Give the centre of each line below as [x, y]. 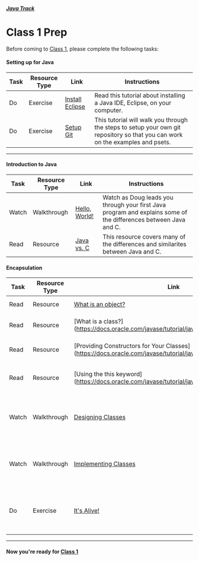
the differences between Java [144, 220]
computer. [109, 110]
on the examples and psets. [133, 142]
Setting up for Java [30, 62]
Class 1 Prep [37, 32]
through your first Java [134, 205]
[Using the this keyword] [108, 374]
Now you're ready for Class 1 [42, 552]
